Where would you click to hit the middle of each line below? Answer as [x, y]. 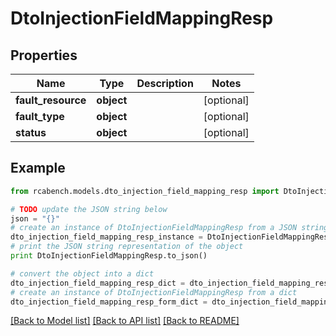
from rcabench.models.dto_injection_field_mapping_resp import [145, 191]
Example [38, 168]
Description [165, 83]
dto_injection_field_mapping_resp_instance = [106, 237]
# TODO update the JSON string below [89, 209]
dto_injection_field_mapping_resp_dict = [98, 283]
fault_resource [51, 100]
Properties [44, 55]
